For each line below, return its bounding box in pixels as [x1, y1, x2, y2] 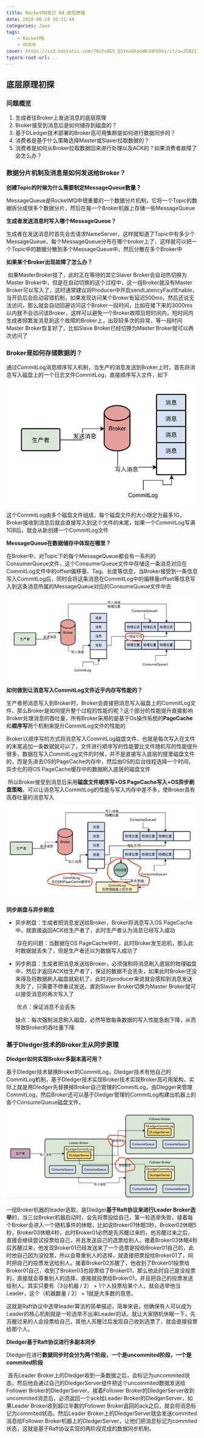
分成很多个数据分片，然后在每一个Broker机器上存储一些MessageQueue [16, 204, 195, 212]
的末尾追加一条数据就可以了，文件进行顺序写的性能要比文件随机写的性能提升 [6, 743, 198, 750]
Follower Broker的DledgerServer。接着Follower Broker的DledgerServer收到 [6, 1387, 195, 1394]
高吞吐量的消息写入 [6, 794, 55, 801]
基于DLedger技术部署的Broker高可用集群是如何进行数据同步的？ [15, 129, 176, 137]
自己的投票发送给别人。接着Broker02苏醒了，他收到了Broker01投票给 [16, 1259, 190, 1267]
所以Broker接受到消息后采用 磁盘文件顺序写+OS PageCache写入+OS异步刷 [7, 779, 195, 786]
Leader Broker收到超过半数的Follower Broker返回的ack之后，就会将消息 [11, 1402, 191, 1409]
